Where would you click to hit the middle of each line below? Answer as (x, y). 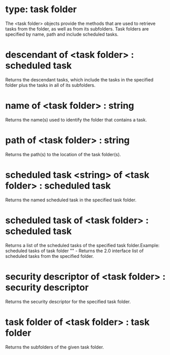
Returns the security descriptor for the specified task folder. (68, 302)
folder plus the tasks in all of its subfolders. (50, 85)
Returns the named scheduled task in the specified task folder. (71, 200)
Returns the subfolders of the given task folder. (55, 347)
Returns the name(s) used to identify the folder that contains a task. (76, 120)
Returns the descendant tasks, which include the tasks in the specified (79, 79)
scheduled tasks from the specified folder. (50, 256)
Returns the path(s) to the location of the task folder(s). (63, 154)
